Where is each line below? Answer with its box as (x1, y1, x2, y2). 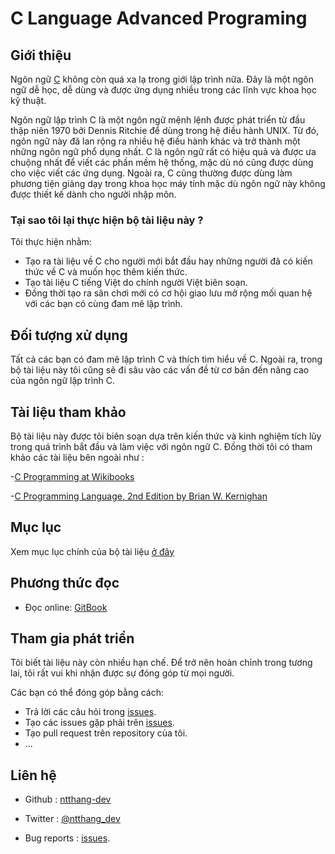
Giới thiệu (10, 47, 72, 64)
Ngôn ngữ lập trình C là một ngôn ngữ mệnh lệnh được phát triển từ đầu (10, 114, 306, 126)
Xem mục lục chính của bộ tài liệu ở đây (10, 545, 175, 557)
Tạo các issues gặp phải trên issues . (24, 717, 175, 729)
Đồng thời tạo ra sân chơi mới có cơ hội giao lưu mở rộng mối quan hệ (24, 287, 313, 299)
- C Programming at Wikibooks (10, 470, 135, 482)
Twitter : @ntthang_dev (24, 813, 121, 825)
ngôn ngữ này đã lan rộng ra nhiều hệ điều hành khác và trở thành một (10, 135, 301, 147)
